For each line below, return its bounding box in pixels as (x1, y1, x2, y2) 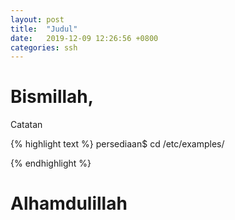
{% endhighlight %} (10, 157, 92, 170)
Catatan (10, 119, 43, 131)
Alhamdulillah (10, 192, 128, 215)
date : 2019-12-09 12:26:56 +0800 (10, 33, 159, 43)
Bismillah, (10, 86, 95, 108)
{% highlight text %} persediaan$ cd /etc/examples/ (10, 138, 225, 150)
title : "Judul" (10, 24, 78, 34)
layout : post (10, 14, 65, 25)
